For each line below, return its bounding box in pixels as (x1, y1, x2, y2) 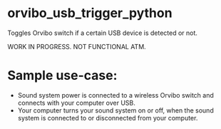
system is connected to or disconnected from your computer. (17, 113, 198, 122)
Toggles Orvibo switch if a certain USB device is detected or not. (7, 29, 198, 37)
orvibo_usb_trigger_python (7, 5, 173, 21)
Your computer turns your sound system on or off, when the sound (17, 105, 214, 115)
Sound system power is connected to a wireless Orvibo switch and (17, 91, 214, 99)
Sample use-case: (7, 68, 118, 83)
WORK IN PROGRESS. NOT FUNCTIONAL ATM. (7, 42, 146, 51)
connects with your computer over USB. (17, 98, 135, 107)
